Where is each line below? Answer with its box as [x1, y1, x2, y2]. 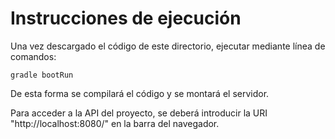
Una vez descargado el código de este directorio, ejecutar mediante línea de [10, 40, 326, 52]
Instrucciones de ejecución [10, 7, 242, 30]
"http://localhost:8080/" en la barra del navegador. [10, 117, 220, 129]
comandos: [10, 50, 57, 62]
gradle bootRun [10, 70, 74, 80]
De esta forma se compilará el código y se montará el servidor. [10, 87, 270, 99]
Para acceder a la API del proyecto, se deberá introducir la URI [10, 107, 268, 119]
